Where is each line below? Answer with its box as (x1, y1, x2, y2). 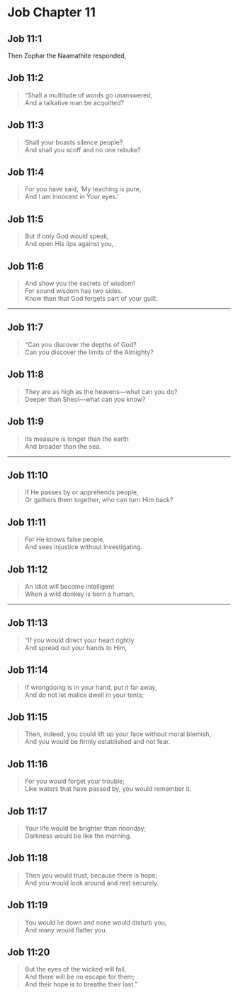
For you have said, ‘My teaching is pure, (24, 185, 142, 193)
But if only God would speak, (24, 232, 110, 240)
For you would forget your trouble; (24, 777, 125, 786)
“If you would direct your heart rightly (24, 636, 135, 644)
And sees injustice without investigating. (24, 543, 143, 551)
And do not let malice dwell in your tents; (24, 691, 144, 699)
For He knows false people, (24, 535, 105, 544)
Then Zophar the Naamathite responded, (7, 51, 127, 60)
